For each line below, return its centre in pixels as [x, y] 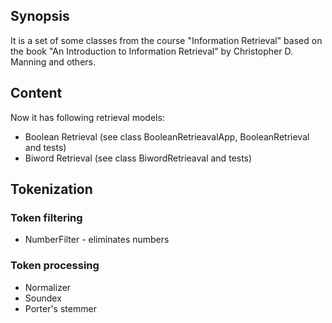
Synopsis [40, 16]
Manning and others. [53, 61]
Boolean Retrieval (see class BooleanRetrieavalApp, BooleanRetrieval [167, 136]
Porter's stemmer [60, 308]
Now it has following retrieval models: [87, 117]
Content [36, 93]
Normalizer [48, 287]
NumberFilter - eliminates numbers [97, 240]
